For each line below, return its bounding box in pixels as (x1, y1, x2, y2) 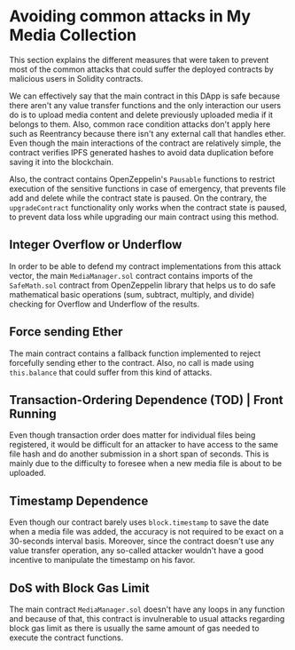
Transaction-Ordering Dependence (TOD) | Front (9, 392, 283, 408)
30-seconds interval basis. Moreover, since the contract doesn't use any (9, 535, 275, 547)
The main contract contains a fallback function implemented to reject (9, 348, 261, 359)
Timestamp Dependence (9, 493, 149, 508)
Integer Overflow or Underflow (9, 237, 182, 252)
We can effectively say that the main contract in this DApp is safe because (9, 91, 281, 101)
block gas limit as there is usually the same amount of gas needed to (9, 623, 260, 633)
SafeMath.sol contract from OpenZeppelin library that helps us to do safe (9, 280, 276, 290)
